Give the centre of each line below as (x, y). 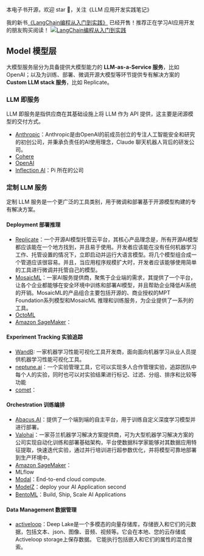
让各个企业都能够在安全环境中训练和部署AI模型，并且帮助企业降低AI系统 (106, 285)
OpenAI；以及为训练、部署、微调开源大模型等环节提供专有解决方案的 (93, 74)
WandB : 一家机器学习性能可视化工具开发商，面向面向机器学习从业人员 (103, 351)
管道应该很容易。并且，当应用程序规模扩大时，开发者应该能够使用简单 (108, 262)
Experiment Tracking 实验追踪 (45, 337)
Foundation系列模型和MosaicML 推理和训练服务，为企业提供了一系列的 (104, 300)
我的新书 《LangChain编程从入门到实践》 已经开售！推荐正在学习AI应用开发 (100, 23)
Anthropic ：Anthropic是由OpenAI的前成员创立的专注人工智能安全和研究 (105, 135)
